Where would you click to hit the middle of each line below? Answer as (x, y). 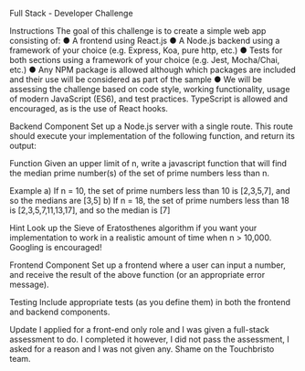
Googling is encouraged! (56, 247)
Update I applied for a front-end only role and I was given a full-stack (139, 329)
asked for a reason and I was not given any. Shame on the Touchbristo (142, 349)
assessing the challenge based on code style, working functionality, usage (150, 89)
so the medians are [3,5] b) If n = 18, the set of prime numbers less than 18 (149, 201)
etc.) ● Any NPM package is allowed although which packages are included (153, 69)
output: (23, 146)
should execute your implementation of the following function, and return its (152, 136)
